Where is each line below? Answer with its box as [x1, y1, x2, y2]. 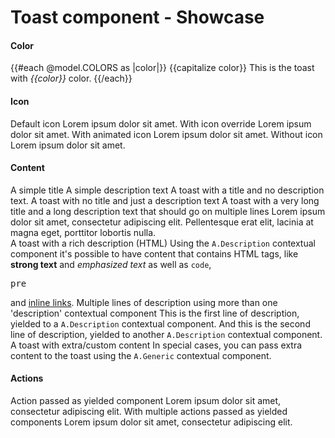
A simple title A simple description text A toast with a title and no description [10, 184, 325, 196]
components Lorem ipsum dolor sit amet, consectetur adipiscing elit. [10, 416, 293, 428]
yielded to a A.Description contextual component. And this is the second [10, 317, 311, 330]
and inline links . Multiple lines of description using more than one [10, 296, 278, 308]
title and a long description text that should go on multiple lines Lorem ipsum [10, 205, 326, 217]
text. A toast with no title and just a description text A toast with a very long [10, 194, 320, 206]
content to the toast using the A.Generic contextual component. [10, 349, 272, 361]
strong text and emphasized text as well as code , [10, 258, 212, 270]
